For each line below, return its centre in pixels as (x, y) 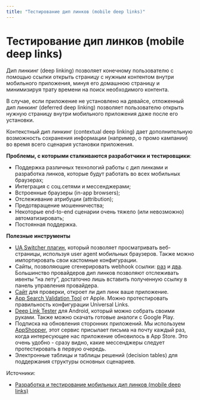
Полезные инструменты (38, 235)
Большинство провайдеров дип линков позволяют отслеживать (97, 272)
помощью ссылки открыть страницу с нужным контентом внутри (90, 77)
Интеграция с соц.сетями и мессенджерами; (73, 186)
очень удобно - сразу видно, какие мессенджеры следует (90, 342)
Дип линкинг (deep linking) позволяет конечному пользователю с (90, 70)
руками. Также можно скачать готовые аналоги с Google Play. (95, 317)
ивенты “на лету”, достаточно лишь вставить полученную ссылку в (101, 279)
